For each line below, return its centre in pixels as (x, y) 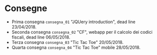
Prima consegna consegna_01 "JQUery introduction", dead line (73, 22)
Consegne (26, 8)
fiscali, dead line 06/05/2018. (41, 37)
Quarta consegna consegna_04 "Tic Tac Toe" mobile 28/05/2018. (76, 47)
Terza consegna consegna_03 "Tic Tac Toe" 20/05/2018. (68, 42)
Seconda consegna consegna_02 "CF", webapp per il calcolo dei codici (82, 32)
